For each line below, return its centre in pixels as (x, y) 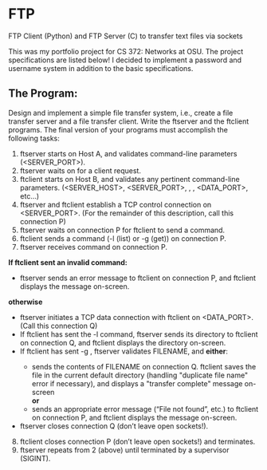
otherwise (26, 302)
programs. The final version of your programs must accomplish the (118, 129)
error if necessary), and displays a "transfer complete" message (137, 383)
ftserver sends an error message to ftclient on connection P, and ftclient (138, 278)
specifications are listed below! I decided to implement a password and (125, 60)
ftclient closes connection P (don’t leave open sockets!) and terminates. (137, 441)
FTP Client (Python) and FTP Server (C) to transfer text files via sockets (126, 36)
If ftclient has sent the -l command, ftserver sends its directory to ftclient (139, 334)
